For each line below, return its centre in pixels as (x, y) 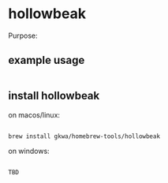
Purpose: (23, 35)
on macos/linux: (34, 114)
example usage (47, 60)
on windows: (29, 151)
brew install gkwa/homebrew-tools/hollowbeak (84, 136)
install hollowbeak (54, 96)
